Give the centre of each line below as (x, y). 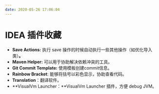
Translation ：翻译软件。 (37, 80)
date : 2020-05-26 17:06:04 (32, 9)
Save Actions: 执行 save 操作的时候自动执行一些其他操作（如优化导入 (82, 50)
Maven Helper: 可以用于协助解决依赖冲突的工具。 (62, 62)
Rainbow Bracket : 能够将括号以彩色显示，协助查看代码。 (69, 74)
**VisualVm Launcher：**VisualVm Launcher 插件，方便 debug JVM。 (84, 86)
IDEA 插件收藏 (33, 35)
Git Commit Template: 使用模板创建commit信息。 (62, 68)
